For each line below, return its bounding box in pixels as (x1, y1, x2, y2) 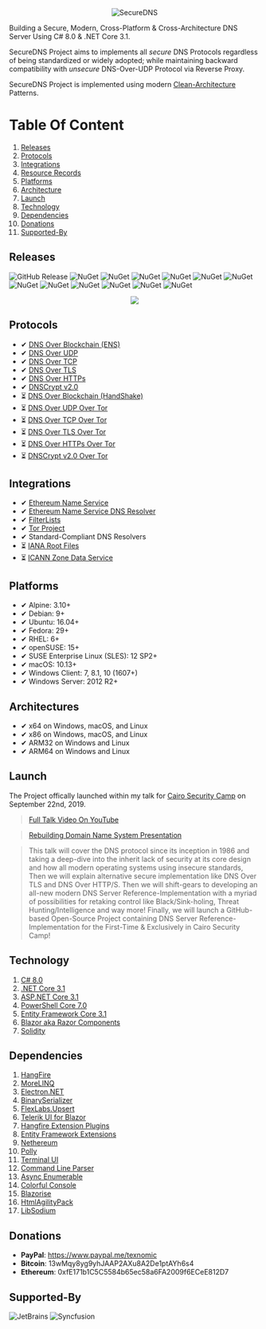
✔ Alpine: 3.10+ (20, 601, 71, 610)
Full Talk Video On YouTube (28, 815, 119, 824)
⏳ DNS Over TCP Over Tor (20, 415, 108, 424)
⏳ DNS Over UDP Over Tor (20, 403, 108, 412)
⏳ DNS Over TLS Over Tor (20, 426, 107, 436)
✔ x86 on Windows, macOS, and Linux (20, 730, 148, 739)
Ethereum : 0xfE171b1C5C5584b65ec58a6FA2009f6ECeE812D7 (20, 1268, 229, 1277)
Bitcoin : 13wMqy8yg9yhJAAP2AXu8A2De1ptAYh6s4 (20, 1259, 194, 1268)
